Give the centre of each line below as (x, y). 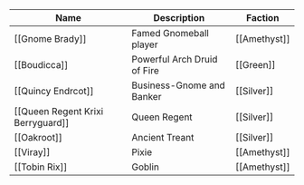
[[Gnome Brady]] (50, 39)
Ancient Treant (163, 137)
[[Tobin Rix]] (41, 167)
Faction (262, 18)
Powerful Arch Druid (175, 59)
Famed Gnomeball (171, 33)
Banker (147, 97)
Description (179, 18)
